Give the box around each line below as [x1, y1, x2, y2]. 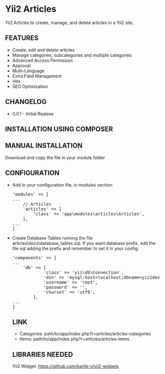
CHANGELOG [5, 98, 47, 106]
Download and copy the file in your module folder [5, 155, 106, 160]
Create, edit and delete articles [12, 47, 75, 53]
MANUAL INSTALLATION [5, 141, 82, 150]
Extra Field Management [12, 73, 62, 79]
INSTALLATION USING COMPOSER [5, 125, 113, 133]
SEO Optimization [12, 83, 48, 89]
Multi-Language [12, 68, 45, 74]
